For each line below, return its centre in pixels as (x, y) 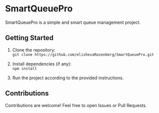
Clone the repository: (34, 50)
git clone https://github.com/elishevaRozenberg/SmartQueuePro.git (83, 55)
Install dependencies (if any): (42, 64)
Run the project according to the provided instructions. (68, 78)
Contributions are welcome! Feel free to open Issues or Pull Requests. (76, 105)
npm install (24, 68)
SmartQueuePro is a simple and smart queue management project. (73, 22)
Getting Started (29, 38)
